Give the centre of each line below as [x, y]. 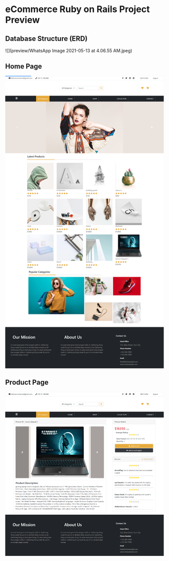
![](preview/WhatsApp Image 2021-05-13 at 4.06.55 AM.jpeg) [69, 51]
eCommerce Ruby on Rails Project [77, 9]
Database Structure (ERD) [47, 39]
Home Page [24, 66]
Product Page [27, 382]
